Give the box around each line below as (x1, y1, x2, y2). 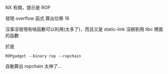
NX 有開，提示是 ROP (5, 5, 51, 10)
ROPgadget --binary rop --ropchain (5, 54, 81, 59)
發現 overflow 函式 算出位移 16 (5, 15, 70, 21)
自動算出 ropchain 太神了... (5, 63, 62, 69)
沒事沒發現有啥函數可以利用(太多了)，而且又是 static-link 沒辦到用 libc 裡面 (5, 26, 163, 32)
